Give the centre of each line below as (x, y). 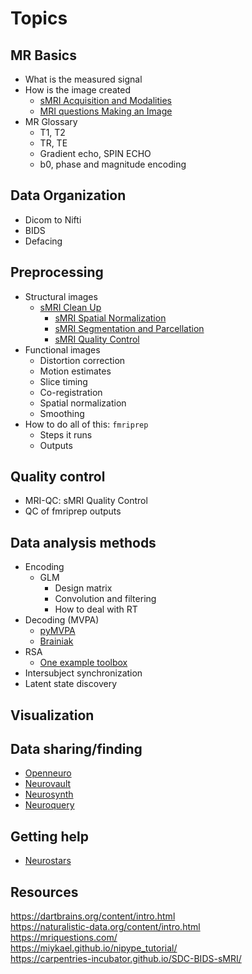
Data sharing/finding (76, 749)
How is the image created (77, 90)
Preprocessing (57, 272)
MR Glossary (51, 121)
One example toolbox (83, 663)
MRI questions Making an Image (106, 111)
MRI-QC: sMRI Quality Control (86, 501)
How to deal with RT (96, 609)
